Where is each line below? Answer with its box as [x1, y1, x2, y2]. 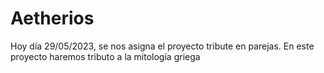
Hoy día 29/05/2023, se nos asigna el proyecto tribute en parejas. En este [10, 40, 315, 52]
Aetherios [10, 7, 95, 30]
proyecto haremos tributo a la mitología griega [10, 50, 201, 62]
